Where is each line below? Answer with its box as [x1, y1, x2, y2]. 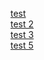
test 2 [10, 18, 35, 30]
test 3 [10, 29, 35, 40]
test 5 [10, 39, 34, 51]
